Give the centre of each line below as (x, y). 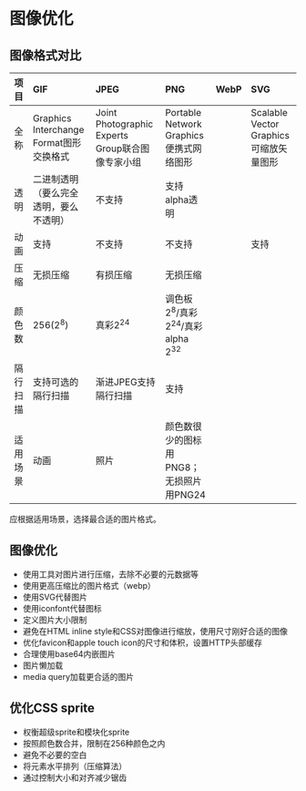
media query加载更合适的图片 (78, 676)
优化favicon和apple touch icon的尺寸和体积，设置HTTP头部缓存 (142, 642)
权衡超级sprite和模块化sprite (76, 732)
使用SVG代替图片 (55, 597)
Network (184, 124)
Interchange (58, 130)
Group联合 (118, 149)
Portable (184, 113)
